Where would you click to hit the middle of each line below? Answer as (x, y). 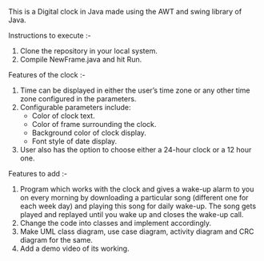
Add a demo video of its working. (74, 248)
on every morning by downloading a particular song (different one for (134, 198)
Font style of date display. (74, 141)
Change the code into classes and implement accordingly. (116, 223)
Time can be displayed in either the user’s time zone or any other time (135, 90)
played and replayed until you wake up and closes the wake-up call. (132, 214)
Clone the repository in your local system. (88, 51)
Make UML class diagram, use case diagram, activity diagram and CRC (137, 231)
